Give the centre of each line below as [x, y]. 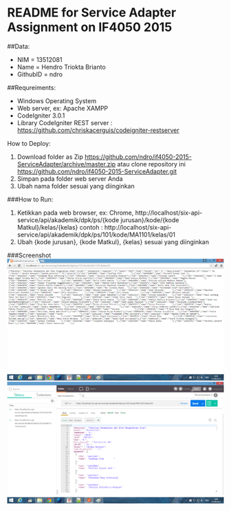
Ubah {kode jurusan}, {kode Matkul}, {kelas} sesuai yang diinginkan [113, 241]
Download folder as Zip [50, 157]
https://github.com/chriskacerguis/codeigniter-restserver [98, 130]
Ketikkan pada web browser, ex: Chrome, [75, 213]
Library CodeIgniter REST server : [65, 122]
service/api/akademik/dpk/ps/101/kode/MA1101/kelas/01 [96, 235]
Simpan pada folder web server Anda [70, 178]
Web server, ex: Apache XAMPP [63, 108]
